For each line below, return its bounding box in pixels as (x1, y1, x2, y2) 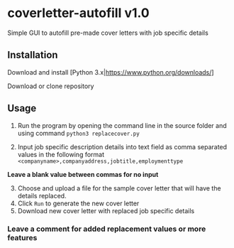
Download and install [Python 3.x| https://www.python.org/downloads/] (7, 68, 214, 76)
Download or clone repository (7, 82, 94, 90)
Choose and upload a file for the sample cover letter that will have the (17, 183, 221, 193)
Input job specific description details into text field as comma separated (17, 142, 228, 151)
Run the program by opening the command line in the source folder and (17, 121, 227, 129)
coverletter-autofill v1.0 (7, 5, 150, 21)
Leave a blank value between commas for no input (7, 170, 159, 178)
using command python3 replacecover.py (17, 129, 140, 137)
